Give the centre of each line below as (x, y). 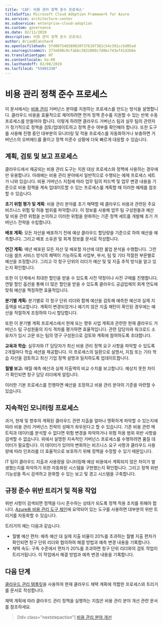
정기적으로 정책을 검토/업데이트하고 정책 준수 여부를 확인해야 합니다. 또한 (79, 127)
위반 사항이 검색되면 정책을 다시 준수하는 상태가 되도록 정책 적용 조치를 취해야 (78, 503)
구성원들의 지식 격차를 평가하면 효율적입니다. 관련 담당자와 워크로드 (87, 329)
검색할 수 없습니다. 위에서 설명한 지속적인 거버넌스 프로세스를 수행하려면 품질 (78, 439)
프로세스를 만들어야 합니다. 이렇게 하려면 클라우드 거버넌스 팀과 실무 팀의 (74, 121)
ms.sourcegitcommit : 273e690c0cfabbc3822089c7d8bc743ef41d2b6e (71, 50)
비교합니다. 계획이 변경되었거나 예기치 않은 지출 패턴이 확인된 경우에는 (84, 307)
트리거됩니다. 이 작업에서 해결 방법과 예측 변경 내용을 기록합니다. (73, 555)
